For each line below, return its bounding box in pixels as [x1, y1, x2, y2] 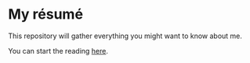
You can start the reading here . [8, 46, 108, 55]
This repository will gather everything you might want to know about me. [8, 31, 243, 40]
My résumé [8, 5, 84, 23]
